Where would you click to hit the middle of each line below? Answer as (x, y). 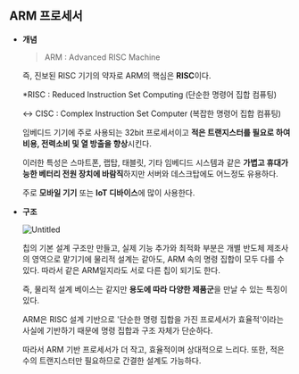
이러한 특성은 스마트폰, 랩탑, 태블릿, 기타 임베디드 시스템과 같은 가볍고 (143, 162)
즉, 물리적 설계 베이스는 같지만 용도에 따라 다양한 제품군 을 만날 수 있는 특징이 (155, 289)
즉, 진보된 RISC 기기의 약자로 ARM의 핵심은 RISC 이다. (116, 75)
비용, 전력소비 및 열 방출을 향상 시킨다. (87, 143)
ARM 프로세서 (46, 16)
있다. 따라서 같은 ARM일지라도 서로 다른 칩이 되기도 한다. (121, 270)
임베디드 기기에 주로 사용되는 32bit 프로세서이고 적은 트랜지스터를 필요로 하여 (156, 132)
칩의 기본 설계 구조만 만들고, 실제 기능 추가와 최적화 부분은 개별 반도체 (143, 247)
